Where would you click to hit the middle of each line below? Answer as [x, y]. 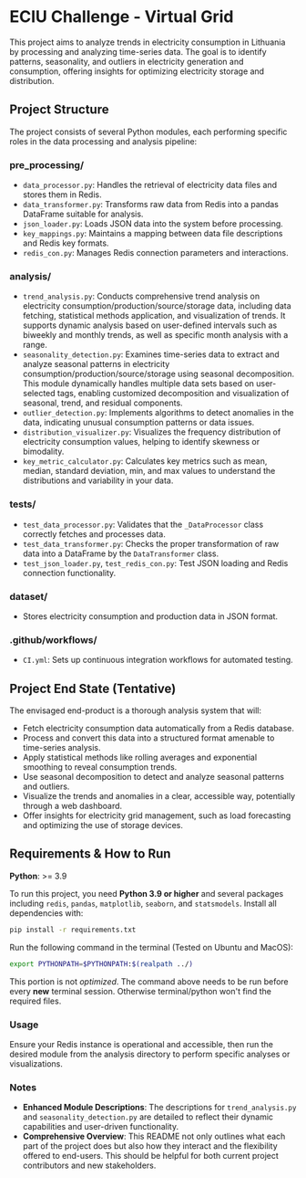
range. [35, 345]
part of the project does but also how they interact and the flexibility [150, 1146]
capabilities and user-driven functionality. [101, 1127]
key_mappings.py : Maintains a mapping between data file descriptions [153, 234]
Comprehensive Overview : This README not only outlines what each [154, 1136]
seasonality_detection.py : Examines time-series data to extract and [151, 354]
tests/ [23, 504]
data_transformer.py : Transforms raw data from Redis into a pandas [151, 205]
